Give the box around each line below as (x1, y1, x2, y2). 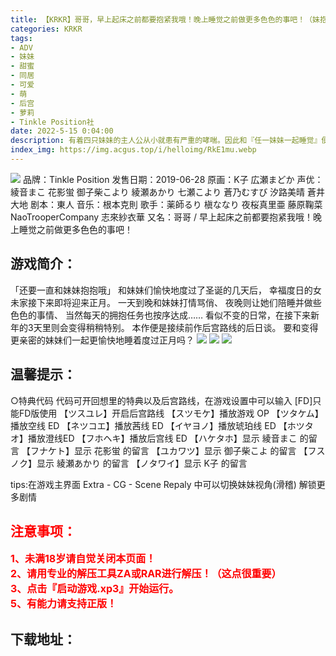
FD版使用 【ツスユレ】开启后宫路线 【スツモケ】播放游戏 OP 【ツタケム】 (18, 407, 324, 419)
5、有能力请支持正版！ (10, 597, 117, 611)
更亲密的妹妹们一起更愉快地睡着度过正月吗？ (10, 334, 195, 346)
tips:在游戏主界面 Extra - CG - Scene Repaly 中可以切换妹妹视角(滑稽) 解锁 (10, 478, 317, 490)
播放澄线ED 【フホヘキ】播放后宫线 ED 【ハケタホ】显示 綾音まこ (27, 432, 298, 444)
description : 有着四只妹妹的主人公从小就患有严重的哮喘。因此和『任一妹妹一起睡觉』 (10, 136, 322, 146)
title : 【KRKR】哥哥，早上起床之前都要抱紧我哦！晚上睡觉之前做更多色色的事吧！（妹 (10, 14, 320, 25)
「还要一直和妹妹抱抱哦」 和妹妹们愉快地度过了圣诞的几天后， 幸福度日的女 (10, 284, 322, 296)
